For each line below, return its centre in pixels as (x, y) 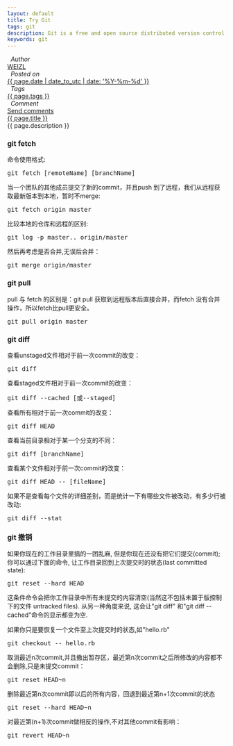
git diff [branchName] (46, 454)
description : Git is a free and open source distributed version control (116, 33)
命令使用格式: (27, 160)
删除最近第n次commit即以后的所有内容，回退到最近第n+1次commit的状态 (111, 694)
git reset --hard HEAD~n (49, 708)
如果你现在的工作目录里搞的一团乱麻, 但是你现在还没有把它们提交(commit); (114, 554)
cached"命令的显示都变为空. (48, 615)
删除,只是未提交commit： (49, 666)
